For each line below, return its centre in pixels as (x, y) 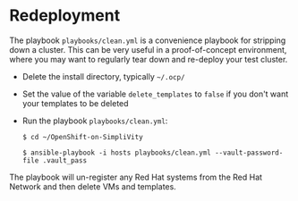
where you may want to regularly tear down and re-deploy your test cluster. (149, 59)
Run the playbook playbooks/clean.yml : (95, 121)
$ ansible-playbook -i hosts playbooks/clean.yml (117, 153)
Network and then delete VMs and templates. (93, 186)
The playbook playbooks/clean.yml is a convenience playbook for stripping (148, 40)
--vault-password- (249, 153)
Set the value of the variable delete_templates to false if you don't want (155, 94)
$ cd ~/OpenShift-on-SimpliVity (82, 137)
